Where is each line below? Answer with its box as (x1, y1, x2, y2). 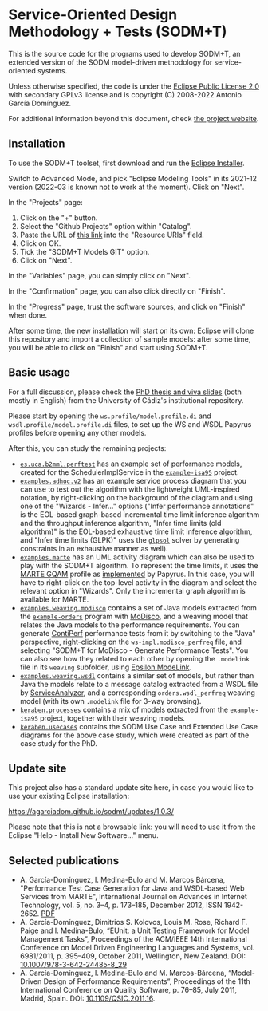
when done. (8, 310, 48, 320)
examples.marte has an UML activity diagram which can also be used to (19, 552, 254, 562)
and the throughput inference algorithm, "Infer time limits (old (19, 518, 222, 527)
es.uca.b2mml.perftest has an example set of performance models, (19, 459, 242, 468)
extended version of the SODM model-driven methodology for (8, 57, 213, 67)
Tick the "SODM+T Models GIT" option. (19, 247, 150, 256)
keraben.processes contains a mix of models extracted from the (19, 705, 229, 714)
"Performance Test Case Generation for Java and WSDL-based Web (19, 883, 245, 893)
